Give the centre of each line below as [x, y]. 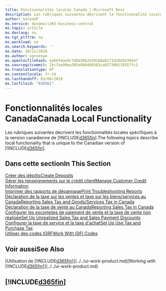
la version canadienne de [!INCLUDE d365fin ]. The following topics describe [82, 137]
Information [17, 186]
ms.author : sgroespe [26, 56]
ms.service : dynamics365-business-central [49, 24]
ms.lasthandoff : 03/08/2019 [34, 79]
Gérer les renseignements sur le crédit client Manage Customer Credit [76, 181]
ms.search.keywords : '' [30, 47]
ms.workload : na [22, 42]
